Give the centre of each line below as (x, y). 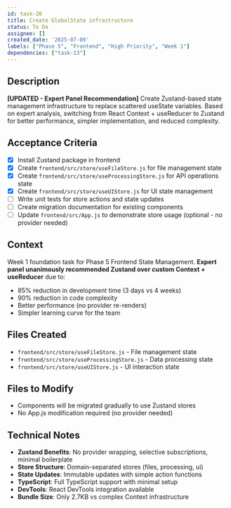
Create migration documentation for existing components (100, 207)
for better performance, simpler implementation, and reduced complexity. (113, 121)
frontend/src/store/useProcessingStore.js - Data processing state (115, 359)
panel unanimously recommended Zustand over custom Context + (106, 269)
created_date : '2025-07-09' (48, 40)
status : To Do (28, 27)
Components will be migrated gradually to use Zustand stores (107, 405)
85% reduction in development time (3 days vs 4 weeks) (99, 290)
